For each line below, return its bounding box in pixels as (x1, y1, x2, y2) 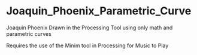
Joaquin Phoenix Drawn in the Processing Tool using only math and (6, 24, 173, 31)
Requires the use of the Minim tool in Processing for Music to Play (6, 42, 169, 49)
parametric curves (6, 30, 52, 37)
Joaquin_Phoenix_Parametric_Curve (6, 4, 192, 18)
